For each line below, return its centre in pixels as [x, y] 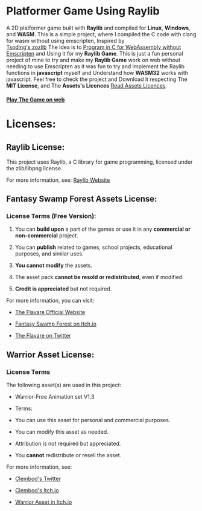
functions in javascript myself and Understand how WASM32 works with [97, 72]
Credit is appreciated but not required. [63, 289]
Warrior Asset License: [50, 355]
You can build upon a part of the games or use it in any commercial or [103, 229]
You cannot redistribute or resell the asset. [68, 455]
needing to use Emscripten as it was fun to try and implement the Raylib [96, 66]
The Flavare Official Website [50, 312]
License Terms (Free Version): [51, 216]
